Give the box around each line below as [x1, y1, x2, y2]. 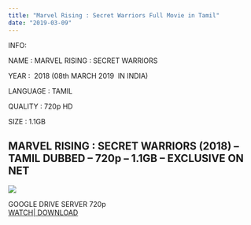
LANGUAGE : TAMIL [8, 86, 73, 95]
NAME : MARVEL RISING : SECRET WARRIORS [8, 56, 158, 65]
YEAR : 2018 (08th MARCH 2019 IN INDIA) [8, 71, 149, 80]
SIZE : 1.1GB [8, 116, 46, 126]
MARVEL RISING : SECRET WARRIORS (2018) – [8, 139, 240, 153]
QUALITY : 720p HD [8, 101, 73, 111]
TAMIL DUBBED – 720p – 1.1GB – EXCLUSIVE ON [8, 151, 244, 165]
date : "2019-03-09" [8, 19, 72, 27]
